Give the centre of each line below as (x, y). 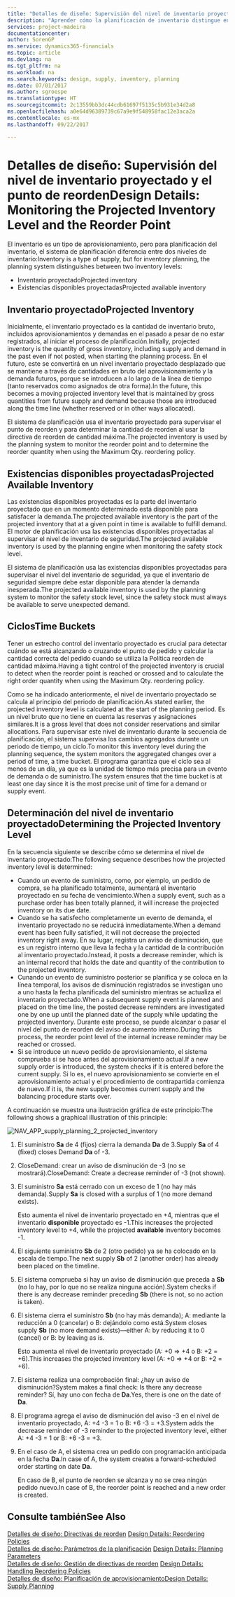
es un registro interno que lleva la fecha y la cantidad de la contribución (121, 947)
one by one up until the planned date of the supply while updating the (117, 1014)
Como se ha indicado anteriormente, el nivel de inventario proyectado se (112, 694)
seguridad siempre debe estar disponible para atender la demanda (103, 582)
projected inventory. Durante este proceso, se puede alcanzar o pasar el (122, 1022)
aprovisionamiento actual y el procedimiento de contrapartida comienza (121, 1081)
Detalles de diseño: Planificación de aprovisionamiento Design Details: (108, 1578)
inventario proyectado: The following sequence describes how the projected (116, 859)
